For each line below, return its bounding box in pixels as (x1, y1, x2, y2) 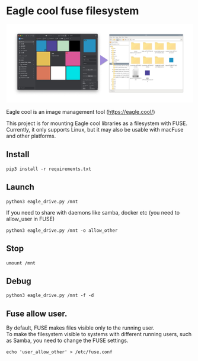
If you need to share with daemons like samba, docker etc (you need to (6, 209, 180, 216)
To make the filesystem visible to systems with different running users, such (6, 331, 191, 338)
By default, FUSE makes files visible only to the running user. (6, 324, 155, 331)
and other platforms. (6, 132, 56, 140)
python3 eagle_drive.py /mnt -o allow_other (6, 227, 118, 234)
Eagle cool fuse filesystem (6, 4, 139, 18)
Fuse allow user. (6, 308, 68, 318)
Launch (6, 182, 34, 192)
